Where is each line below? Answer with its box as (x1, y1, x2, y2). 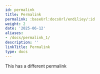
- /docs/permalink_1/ (5, 35, 50, 40)
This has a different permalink (5, 63, 66, 69)
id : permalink (5, 7, 35, 12)
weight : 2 (5, 21, 26, 26)
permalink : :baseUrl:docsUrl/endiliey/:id (5, 16, 95, 21)
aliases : (5, 30, 23, 35)
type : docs (5, 49, 28, 54)
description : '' (5, 40, 39, 45)
